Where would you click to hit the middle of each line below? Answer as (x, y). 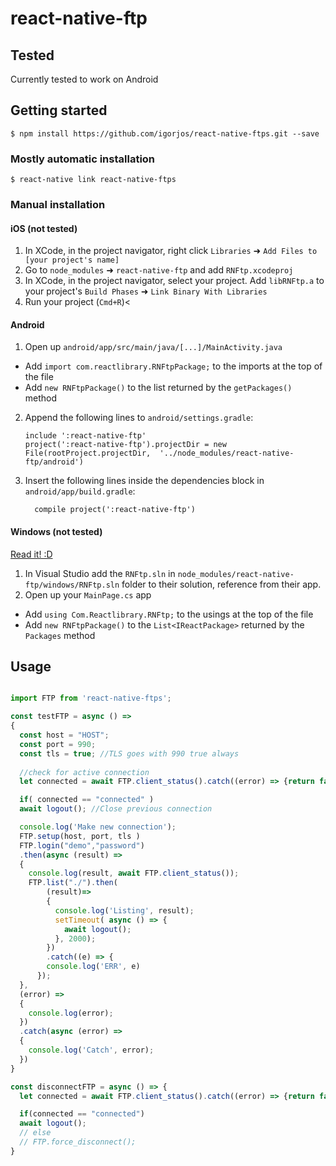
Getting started (59, 110)
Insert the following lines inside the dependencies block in (144, 481)
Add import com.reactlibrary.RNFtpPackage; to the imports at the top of (173, 366)
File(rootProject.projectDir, (88, 453)
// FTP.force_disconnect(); (78, 1142)
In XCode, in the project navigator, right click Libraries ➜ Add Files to (171, 251)
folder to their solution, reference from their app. (221, 584)
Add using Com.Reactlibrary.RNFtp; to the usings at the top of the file (169, 614)
